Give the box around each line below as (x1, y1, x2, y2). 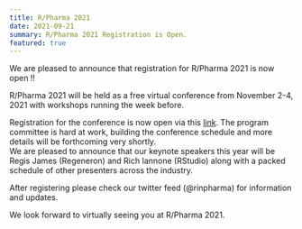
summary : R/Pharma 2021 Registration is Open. (9, 30, 188, 39)
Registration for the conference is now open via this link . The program (9, 117, 269, 128)
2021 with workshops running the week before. (9, 100, 185, 111)
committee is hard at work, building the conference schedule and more (9, 127, 273, 138)
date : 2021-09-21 (9, 22, 75, 31)
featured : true (9, 38, 67, 48)
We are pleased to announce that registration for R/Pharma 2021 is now (9, 63, 275, 74)
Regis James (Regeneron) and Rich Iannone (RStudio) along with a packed (9, 155, 286, 167)
